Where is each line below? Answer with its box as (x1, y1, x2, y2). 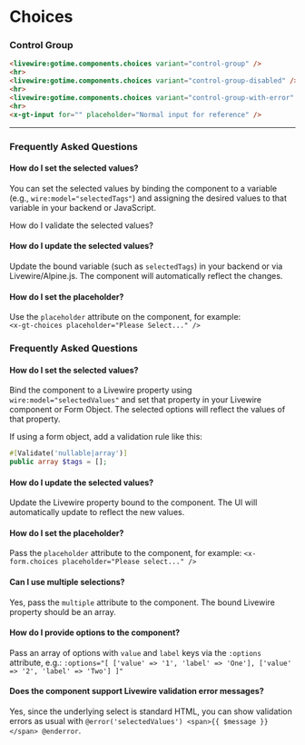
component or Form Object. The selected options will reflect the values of (9, 404, 286, 415)
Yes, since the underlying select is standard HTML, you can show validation (9, 706, 292, 717)
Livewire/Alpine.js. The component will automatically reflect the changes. (9, 270, 283, 281)
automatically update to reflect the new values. (9, 507, 185, 518)
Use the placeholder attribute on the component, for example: (9, 312, 241, 323)
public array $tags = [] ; (9, 457, 107, 467)
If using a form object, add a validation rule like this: (9, 432, 202, 442)
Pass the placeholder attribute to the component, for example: (9, 548, 242, 559)
